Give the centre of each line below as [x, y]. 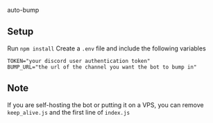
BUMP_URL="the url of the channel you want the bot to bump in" [102, 67]
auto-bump [23, 10]
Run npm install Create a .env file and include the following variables [106, 48]
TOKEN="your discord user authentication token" [79, 61]
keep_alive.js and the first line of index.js [69, 112]
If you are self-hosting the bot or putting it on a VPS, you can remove [105, 105]
